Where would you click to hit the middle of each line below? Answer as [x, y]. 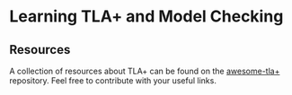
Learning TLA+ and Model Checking [146, 17]
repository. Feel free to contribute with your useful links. [113, 81]
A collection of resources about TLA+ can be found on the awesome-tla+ [145, 71]
